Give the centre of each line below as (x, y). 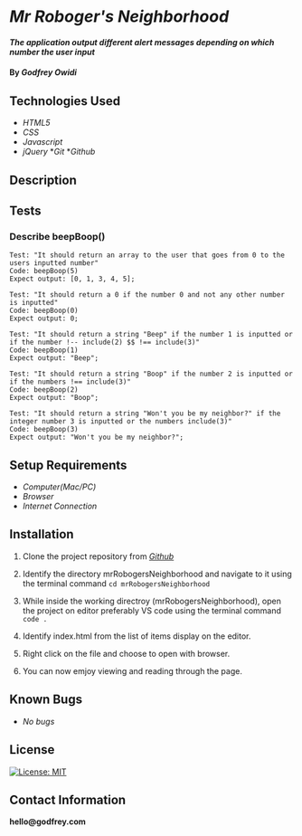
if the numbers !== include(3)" (70, 382)
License (32, 750)
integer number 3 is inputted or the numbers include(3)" (121, 422)
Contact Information (68, 799)
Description (43, 180)
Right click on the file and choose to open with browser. (126, 653)
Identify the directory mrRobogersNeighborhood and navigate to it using (157, 574)
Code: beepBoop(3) (44, 430)
